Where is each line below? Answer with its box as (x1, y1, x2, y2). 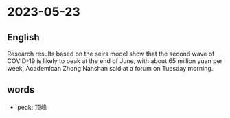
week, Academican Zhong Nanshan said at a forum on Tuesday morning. (7, 64, 214, 72)
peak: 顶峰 (16, 103, 47, 111)
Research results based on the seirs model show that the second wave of (7, 49, 215, 58)
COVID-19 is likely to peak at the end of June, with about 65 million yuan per (7, 57, 223, 65)
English (7, 32, 40, 43)
